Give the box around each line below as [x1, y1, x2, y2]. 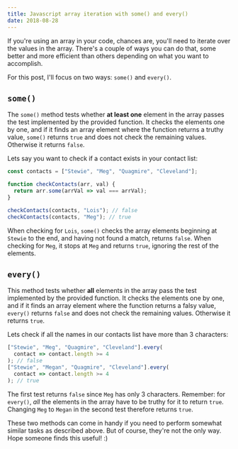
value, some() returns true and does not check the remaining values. [7, 133, 207, 142]
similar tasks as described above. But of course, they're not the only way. [7, 426, 222, 435]
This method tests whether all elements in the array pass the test [7, 287, 197, 295]
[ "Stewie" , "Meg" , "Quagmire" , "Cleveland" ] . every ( [7, 344, 163, 351]
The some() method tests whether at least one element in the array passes [7, 111, 225, 119]
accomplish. [7, 59, 43, 67]
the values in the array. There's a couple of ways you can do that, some [7, 44, 216, 52]
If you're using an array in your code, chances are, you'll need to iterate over [7, 36, 231, 45]
